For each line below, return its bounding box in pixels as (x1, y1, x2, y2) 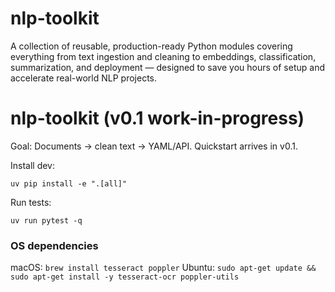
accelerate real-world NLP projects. (10, 72, 158, 84)
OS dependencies (10, 238, 99, 252)
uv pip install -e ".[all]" (10, 178, 128, 189)
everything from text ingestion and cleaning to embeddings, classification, (10, 50, 317, 62)
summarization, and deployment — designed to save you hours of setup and (10, 61, 325, 73)
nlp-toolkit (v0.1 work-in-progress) (10, 107, 305, 130)
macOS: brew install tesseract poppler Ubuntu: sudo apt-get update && (10, 262, 317, 274)
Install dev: (10, 159, 56, 171)
